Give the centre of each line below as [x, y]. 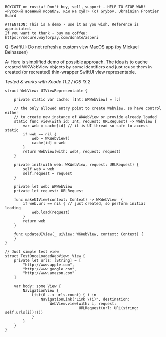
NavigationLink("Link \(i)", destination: [85, 299]
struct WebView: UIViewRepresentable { [46, 91]
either [12, 113]
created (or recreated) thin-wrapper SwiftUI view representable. [71, 72]
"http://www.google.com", [50, 269]
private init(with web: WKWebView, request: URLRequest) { [77, 165]
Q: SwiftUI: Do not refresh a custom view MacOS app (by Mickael [72, 47]
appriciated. [19, 29]
